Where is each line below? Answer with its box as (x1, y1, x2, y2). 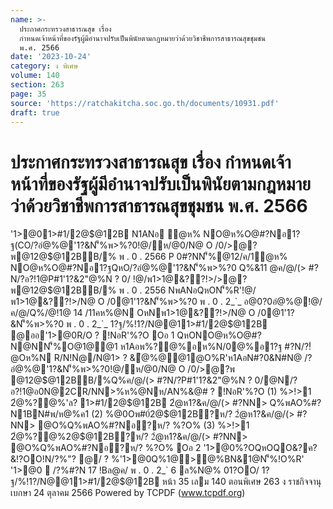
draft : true (10, 107, 60, 118)
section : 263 (10, 80, 65, 90)
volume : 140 (10, 71, 60, 81)
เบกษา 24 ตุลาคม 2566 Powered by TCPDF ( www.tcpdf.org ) (10, 487, 246, 499)
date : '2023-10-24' (10, 52, 92, 62)
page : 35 (10, 89, 47, 99)
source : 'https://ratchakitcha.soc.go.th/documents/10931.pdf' (10, 98, 280, 108)
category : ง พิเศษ (10, 61, 79, 71)
